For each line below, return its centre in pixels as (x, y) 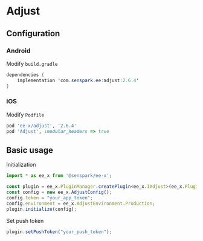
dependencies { (25, 75)
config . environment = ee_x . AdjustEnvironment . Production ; (81, 204)
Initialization (21, 165)
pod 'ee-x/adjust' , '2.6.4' (42, 126)
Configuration (33, 34)
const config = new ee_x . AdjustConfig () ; (59, 192)
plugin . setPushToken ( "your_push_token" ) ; (59, 232)
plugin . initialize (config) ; (42, 209)
